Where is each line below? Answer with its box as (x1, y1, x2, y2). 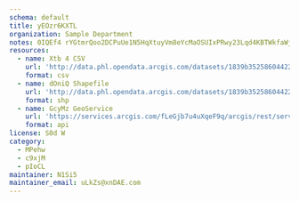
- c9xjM (17, 153, 46, 163)
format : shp (25, 95, 69, 105)
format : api (25, 121, 69, 130)
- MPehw (17, 145, 46, 154)
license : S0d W (9, 129, 66, 138)
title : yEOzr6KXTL (9, 21, 77, 30)
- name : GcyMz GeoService (17, 104, 114, 113)
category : (9, 137, 46, 146)
